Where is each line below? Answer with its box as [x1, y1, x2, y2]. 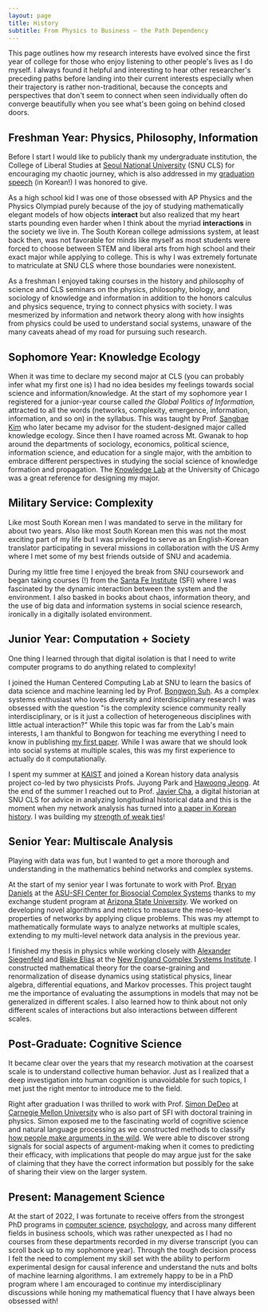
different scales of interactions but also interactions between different [8, 1006, 238, 1015]
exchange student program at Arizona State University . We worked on [8, 897, 238, 907]
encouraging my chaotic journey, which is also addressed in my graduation [8, 169, 255, 179]
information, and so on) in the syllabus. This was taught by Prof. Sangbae [8, 414, 249, 423]
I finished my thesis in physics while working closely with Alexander [8, 946, 231, 956]
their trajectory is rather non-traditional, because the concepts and [8, 82, 228, 92]
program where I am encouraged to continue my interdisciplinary [8, 1279, 222, 1289]
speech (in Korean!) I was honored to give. [8, 177, 148, 188]
